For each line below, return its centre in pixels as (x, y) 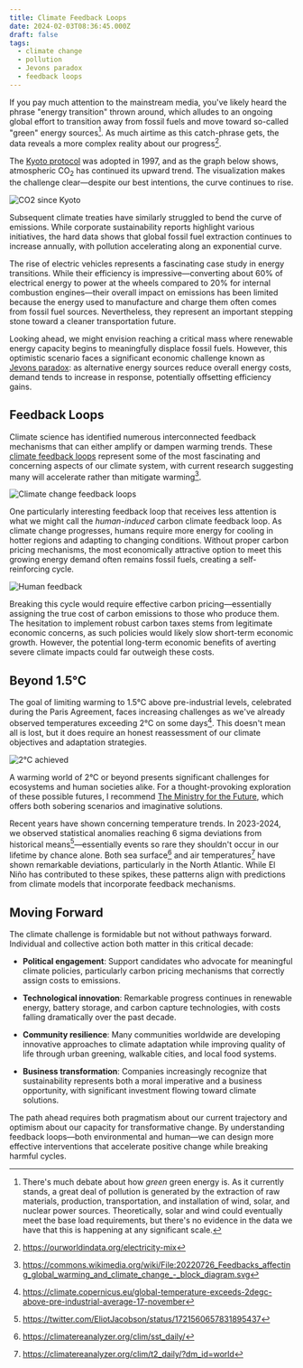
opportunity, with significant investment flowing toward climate (139, 1090)
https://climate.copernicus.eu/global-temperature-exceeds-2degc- (147, 1291)
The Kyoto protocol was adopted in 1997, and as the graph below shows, (144, 161)
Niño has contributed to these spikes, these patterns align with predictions (147, 875)
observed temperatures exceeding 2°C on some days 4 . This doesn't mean (147, 722)
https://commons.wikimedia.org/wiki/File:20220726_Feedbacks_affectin (156, 1264)
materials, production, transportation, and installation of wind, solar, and (156, 1201)
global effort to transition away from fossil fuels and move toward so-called (149, 121)
